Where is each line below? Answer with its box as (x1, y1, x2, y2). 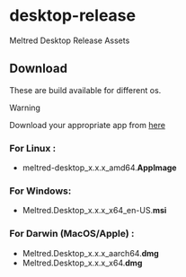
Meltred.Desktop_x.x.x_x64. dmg (22, 257, 143, 268)
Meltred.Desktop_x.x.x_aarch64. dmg (22, 247, 159, 258)
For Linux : (9, 142, 57, 154)
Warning (9, 102, 40, 113)
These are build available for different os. (9, 84, 162, 95)
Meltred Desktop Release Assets (9, 35, 130, 46)
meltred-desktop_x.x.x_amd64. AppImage (22, 162, 177, 173)
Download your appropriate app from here (9, 119, 166, 130)
